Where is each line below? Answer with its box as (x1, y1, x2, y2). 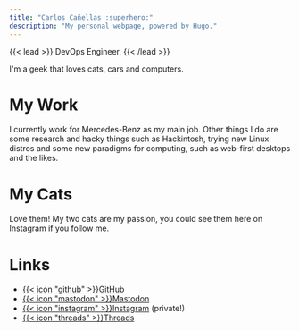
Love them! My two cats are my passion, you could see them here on (9, 214, 263, 225)
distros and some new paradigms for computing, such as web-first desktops (9, 143, 291, 154)
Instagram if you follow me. (9, 223, 110, 233)
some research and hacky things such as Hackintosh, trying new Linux (9, 133, 270, 144)
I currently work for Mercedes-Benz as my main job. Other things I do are (9, 124, 278, 135)
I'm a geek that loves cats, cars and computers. (9, 64, 185, 74)
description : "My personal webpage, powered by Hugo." (9, 21, 218, 30)
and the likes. (9, 153, 59, 164)
